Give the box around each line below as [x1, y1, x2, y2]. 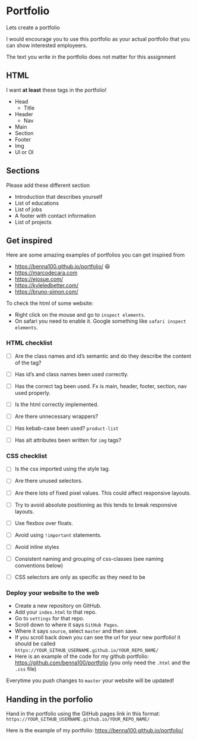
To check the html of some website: [6, 299, 94, 307]
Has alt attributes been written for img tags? [14, 436, 122, 444]
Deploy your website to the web [6, 588, 100, 597]
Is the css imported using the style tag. [14, 466, 110, 473]
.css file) [14, 666, 37, 673]
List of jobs [14, 205, 43, 213]
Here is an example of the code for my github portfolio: [14, 653, 150, 660]
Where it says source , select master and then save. [14, 627, 138, 635]
